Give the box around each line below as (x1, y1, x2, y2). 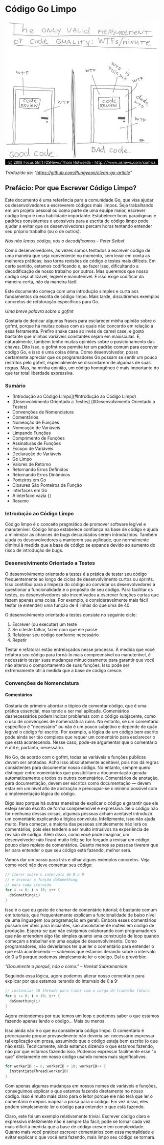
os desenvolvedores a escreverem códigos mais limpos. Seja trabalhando (5, 202, 154, 208)
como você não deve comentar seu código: (5, 862, 93, 868)
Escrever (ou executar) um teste (12, 621, 77, 627)
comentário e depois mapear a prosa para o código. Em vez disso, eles (5, 1099, 148, 1105)
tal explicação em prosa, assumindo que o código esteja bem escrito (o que (5, 1038, 158, 1044)
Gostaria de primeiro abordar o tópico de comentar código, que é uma (5, 703, 147, 708)
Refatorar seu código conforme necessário (12, 632, 99, 638)
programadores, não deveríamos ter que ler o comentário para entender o (5, 943, 154, 949)
